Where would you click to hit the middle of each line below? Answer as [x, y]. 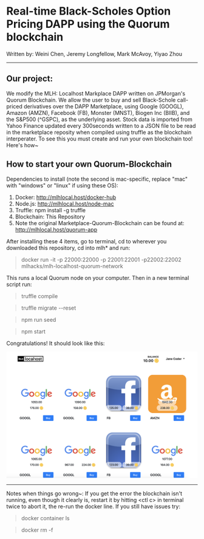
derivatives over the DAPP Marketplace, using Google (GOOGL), [104, 106]
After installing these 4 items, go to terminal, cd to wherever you [87, 241]
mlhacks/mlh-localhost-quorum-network [72, 266]
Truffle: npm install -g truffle [50, 210]
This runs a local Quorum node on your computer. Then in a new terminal [98, 277]
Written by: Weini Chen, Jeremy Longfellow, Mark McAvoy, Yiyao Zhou [94, 54]
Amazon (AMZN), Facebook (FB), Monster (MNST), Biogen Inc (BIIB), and [98, 113]
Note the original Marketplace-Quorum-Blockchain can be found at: [100, 223]
